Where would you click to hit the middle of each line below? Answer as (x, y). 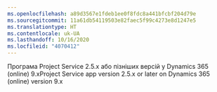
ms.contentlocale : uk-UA (44, 33)
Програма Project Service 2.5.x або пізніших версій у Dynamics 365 (108, 66)
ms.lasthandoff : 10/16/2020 (48, 40)
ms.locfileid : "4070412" (44, 46)
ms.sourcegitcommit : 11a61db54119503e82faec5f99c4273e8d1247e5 (102, 20)
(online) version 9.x (35, 81)
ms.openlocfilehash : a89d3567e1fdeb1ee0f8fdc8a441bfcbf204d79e (102, 14)
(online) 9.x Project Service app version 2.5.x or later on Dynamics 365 (109, 74)
